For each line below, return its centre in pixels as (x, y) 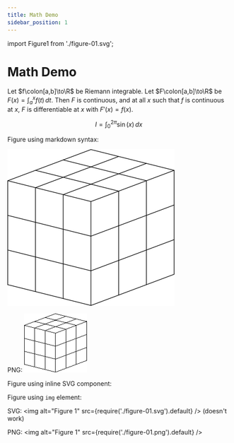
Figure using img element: (45, 397)
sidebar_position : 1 (38, 22)
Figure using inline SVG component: (59, 384)
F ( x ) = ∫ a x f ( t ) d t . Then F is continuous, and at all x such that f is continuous (116, 100)
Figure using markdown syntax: (53, 140)
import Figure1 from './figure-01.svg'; (61, 43)
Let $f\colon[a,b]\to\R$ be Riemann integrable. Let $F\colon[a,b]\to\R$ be (115, 91)
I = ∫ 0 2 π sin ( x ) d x (119, 124)
